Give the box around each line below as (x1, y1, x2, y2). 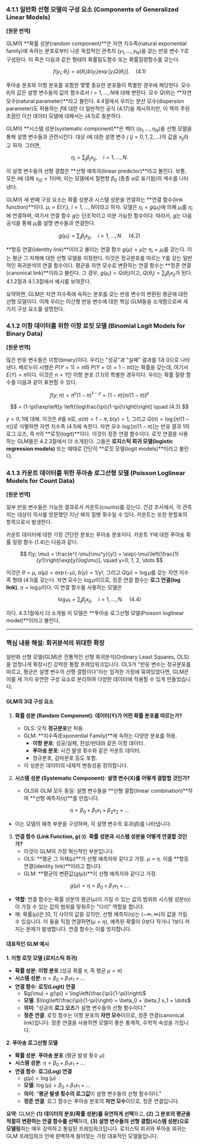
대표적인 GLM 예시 (6, 940, 49, 947)
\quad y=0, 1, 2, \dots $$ (102, 557, 163, 564)
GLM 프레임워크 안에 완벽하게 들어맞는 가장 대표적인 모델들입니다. (6, 1132, 159, 1140)
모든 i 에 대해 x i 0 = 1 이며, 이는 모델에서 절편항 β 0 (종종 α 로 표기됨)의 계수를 (6, 175, 178, 183)
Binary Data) (6, 329, 43, 337)
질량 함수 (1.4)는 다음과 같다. (12, 538, 79, 545)
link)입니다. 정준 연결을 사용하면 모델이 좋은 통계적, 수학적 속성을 (23, 1019, 173, 1026)
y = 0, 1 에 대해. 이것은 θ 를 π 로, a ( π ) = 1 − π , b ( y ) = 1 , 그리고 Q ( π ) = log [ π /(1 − (6, 415, 190, 422)
